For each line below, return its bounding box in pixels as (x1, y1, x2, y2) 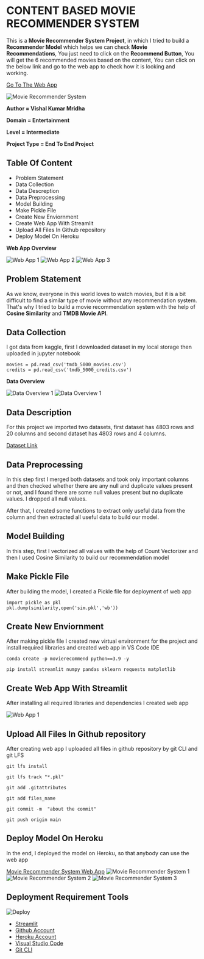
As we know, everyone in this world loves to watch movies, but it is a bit (6, 290, 186, 297)
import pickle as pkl (6, 599, 62, 606)
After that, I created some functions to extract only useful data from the (6, 507, 186, 514)
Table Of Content (6, 158, 72, 168)
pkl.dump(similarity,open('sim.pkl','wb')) (6, 605, 119, 611)
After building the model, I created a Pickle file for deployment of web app (6, 587, 192, 595)
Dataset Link (6, 442, 38, 449)
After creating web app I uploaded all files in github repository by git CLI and (6, 745, 198, 753)
